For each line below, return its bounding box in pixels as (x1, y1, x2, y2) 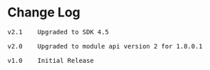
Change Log (7, 4, 80, 21)
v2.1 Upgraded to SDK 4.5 (7, 28, 109, 36)
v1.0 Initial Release (7, 56, 94, 64)
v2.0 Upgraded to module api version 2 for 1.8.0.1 (7, 42, 203, 50)
